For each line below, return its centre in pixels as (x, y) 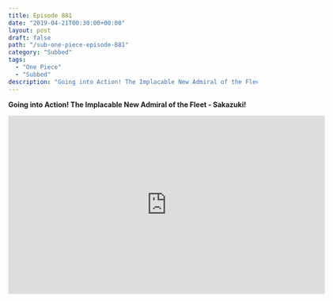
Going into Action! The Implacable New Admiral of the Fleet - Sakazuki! (127, 105)
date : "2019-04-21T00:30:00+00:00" (67, 23)
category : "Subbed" (40, 52)
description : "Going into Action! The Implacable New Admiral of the (125, 82)
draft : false (30, 38)
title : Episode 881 (40, 15)
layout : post (30, 30)
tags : (17, 60)
